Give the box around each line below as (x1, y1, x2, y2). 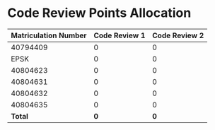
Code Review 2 (151, 30, 204, 40)
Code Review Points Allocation (7, 5, 192, 21)
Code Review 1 (93, 30, 146, 40)
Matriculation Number (11, 30, 87, 40)
